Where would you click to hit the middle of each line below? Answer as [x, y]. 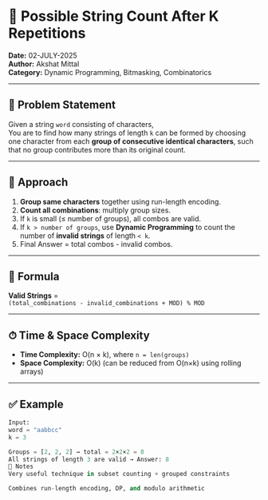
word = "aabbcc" [35, 430]
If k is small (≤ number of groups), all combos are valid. [110, 218]
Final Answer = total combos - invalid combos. [96, 244]
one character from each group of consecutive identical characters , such [131, 141]
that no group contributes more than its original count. [97, 149]
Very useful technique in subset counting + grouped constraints [119, 474]
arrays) [32, 371]
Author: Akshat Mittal [44, 64]
